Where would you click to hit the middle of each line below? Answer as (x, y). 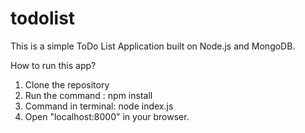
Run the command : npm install (88, 95)
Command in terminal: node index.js (99, 106)
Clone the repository (67, 84)
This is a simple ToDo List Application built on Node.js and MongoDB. (153, 46)
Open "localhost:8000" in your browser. (107, 116)
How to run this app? (53, 65)
